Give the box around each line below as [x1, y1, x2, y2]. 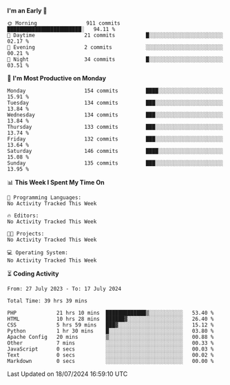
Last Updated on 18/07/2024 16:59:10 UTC [7, 370, 128, 378]
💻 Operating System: [7, 249, 69, 256]
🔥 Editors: [7, 212, 39, 219]
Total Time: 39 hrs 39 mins [7, 298, 88, 304]
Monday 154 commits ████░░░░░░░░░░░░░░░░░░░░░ [7, 87, 224, 94]
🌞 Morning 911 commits [7, 20, 121, 27]
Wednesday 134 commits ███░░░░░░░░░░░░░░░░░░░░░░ [7, 112, 224, 118]
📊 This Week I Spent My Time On [7, 178, 105, 186]
